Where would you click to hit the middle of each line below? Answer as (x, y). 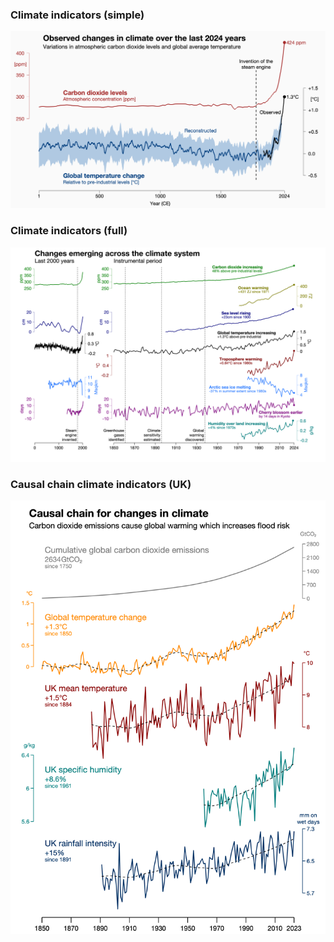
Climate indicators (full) (69, 231)
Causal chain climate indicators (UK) (101, 485)
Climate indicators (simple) (77, 15)
